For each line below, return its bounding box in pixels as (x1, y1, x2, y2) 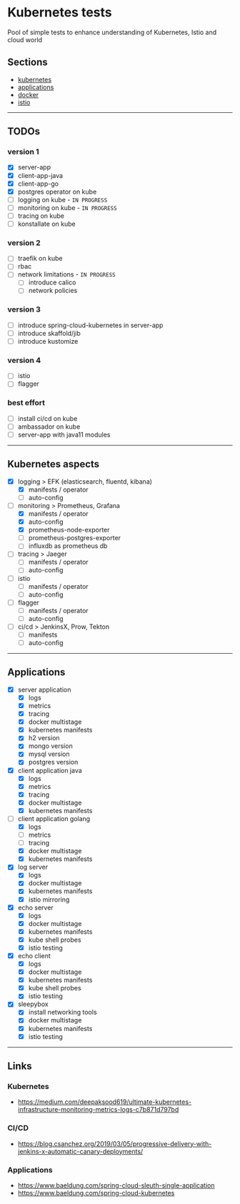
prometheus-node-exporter (28, 526, 110, 534)
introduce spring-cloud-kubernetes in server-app (17, 321, 164, 329)
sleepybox (17, 1000, 49, 1008)
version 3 (7, 304, 41, 314)
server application (17, 685, 71, 694)
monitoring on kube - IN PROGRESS (17, 203, 117, 212)
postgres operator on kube (17, 187, 97, 196)
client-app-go (17, 179, 59, 188)
